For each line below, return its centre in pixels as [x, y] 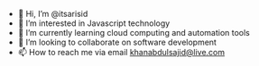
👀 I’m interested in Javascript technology [94, 23]
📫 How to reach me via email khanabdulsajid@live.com [121, 52]
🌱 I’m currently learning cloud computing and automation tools [134, 33]
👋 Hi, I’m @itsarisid [53, 14]
